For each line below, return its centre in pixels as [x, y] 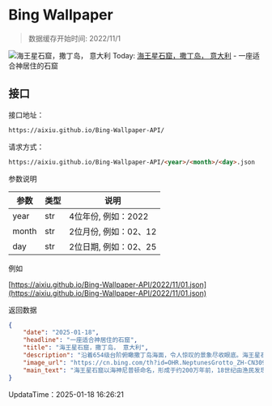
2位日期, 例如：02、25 [113, 246]
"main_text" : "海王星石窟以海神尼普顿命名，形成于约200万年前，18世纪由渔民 [139, 370]
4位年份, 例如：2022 [108, 216]
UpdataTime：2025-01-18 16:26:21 [66, 394]
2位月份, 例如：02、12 [113, 231]
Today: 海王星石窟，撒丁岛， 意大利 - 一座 [183, 55]
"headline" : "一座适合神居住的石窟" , [80, 340]
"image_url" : [45, 362]
